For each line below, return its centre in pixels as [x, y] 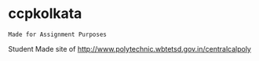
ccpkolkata [45, 14]
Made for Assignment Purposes [58, 34]
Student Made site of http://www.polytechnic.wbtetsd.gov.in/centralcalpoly [129, 48]
